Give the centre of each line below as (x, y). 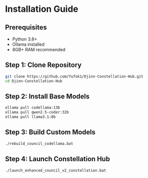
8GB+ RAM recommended (39, 50)
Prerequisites (26, 27)
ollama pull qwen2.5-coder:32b (37, 112)
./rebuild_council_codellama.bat (39, 143)
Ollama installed (28, 44)
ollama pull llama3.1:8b (30, 117)
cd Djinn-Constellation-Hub (34, 81)
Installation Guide (42, 9)
